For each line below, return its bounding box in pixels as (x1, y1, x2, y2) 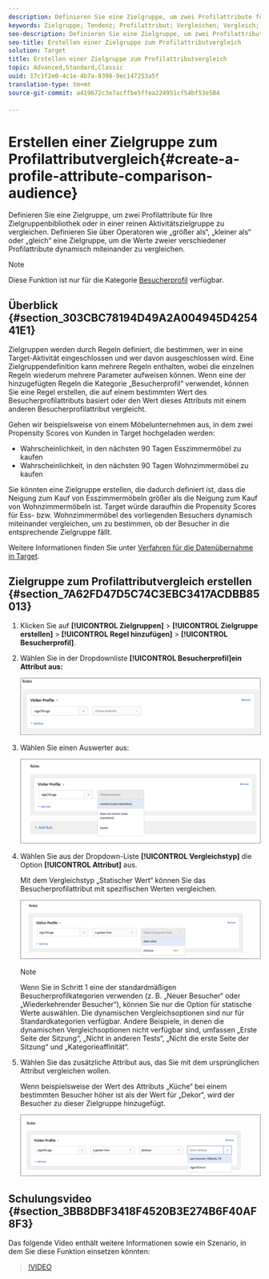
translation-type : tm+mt (8, 80, 91, 88)
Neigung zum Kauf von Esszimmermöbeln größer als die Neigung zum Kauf (8, 493, 258, 503)
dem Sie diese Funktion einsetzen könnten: (8, 1247, 151, 1257)
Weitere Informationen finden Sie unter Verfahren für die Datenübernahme (8, 543, 254, 552)
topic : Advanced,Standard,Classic (8, 64, 124, 72)
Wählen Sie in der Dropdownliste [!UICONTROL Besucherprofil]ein (19, 653, 243, 663)
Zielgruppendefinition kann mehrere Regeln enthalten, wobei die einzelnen (8, 362, 255, 371)
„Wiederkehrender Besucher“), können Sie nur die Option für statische (19, 1000, 252, 1009)
